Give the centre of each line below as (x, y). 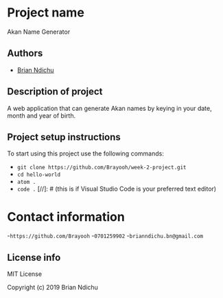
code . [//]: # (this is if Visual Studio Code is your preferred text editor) (117, 189)
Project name (46, 13)
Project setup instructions (64, 137)
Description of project (55, 92)
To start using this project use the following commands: (86, 153)
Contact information (66, 216)
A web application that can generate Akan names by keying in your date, (109, 108)
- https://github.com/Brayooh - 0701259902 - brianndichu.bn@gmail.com (105, 236)
